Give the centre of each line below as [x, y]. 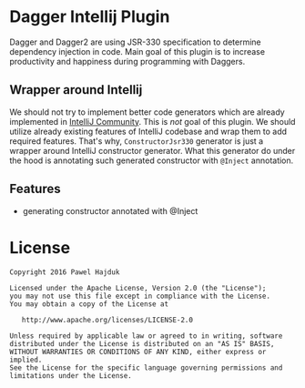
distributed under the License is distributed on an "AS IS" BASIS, [142, 343]
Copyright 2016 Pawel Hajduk [65, 272]
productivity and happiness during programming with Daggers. [127, 61]
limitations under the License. [71, 375]
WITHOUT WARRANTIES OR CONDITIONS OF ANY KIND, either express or [138, 352]
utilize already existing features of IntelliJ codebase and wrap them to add [148, 131]
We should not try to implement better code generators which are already [147, 112]
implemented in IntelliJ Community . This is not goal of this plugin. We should [152, 121]
